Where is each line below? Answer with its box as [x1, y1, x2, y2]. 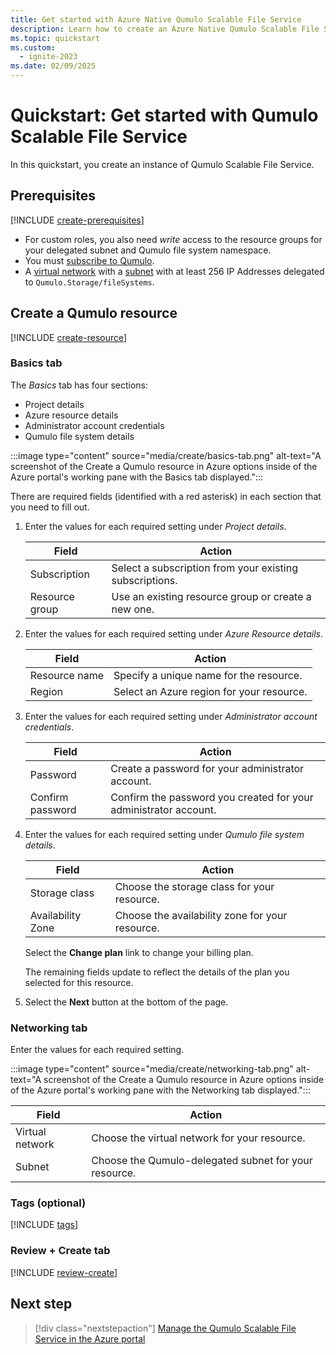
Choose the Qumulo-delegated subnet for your [91, 1154, 313, 1168]
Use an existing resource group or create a [111, 589, 312, 603]
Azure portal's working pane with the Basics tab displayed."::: [10, 471, 264, 483]
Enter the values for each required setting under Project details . [24, 520, 287, 532]
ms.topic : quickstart [10, 33, 101, 43]
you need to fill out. [10, 501, 90, 513]
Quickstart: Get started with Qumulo [10, 104, 319, 127]
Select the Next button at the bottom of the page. [24, 996, 229, 1008]
